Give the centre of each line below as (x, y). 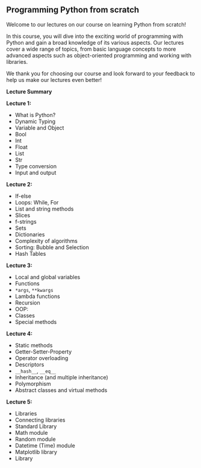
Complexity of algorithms (46, 241)
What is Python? (35, 115)
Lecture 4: (20, 334)
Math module (31, 432)
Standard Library (36, 426)
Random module (35, 439)
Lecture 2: (19, 184)
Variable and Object (39, 128)
